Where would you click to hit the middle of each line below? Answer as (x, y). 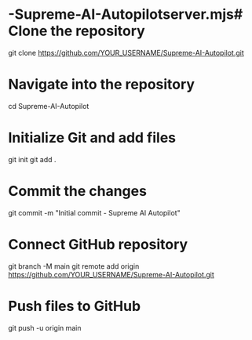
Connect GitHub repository (98, 244)
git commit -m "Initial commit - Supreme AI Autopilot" (94, 212)
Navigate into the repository (101, 85)
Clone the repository (77, 31)
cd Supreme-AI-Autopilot (49, 106)
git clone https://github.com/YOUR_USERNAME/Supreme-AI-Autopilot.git (126, 52)
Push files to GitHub (75, 306)
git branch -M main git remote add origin (74, 266)
